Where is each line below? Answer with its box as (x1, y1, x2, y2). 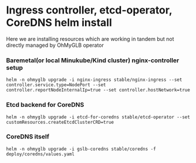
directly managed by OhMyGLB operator (6, 42, 104, 49)
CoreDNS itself (6, 133, 50, 141)
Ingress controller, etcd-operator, (6, 4, 173, 17)
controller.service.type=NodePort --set (6, 82, 107, 88)
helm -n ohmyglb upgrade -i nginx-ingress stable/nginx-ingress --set (6, 77, 183, 83)
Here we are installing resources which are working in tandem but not (6, 35, 174, 42)
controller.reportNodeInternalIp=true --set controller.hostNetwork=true (6, 87, 191, 93)
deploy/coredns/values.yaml (6, 151, 75, 157)
